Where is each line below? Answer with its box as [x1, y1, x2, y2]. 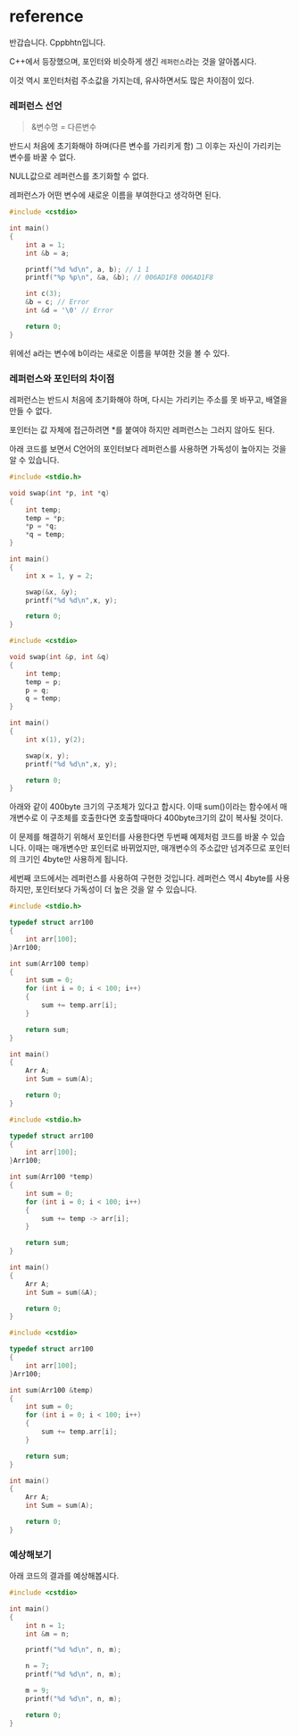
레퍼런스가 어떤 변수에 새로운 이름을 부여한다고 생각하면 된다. [9, 190, 221, 200]
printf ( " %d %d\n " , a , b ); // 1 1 [25, 265, 150, 274]
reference [9, 6, 84, 27]
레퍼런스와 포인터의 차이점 [9, 372, 115, 385]
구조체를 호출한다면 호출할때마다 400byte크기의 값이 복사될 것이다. [49, 812, 284, 824]
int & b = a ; [25, 249, 70, 258]
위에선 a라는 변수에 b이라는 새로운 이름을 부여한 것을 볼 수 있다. [9, 347, 230, 359]
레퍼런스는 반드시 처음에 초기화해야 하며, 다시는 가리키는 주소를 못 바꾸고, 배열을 [9, 394, 288, 405]
